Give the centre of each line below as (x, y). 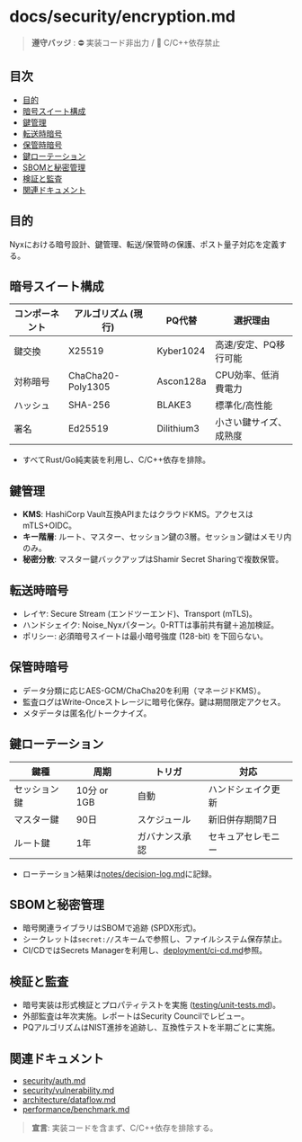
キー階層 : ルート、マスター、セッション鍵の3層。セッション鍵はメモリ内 (157, 537)
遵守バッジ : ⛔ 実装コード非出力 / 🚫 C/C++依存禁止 (125, 42)
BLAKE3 (174, 405)
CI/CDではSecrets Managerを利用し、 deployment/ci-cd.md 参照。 (145, 950)
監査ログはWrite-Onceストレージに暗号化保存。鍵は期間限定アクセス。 (154, 701)
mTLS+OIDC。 (49, 526)
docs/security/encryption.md (123, 17)
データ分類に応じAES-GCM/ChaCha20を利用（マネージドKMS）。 (144, 691)
